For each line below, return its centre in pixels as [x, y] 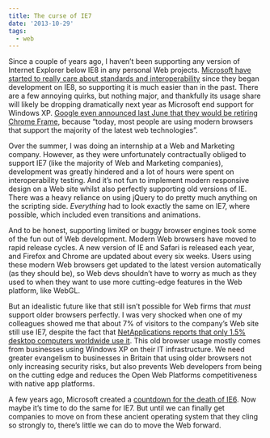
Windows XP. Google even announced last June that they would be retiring [133, 113]
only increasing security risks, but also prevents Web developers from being [135, 367]
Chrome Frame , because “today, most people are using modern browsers [131, 121]
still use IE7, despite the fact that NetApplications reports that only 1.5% [127, 332]
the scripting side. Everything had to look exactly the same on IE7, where [129, 206]
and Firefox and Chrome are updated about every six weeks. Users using [130, 257]
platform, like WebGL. [44, 291]
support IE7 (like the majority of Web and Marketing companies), [116, 164]
